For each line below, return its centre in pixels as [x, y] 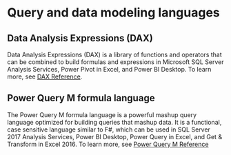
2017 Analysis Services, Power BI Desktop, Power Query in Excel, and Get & [115, 136]
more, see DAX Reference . [45, 76]
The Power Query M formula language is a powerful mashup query [102, 114]
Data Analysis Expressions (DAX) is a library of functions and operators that [114, 54]
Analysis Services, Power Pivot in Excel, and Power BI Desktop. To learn [109, 69]
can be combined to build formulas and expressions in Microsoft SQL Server [115, 62]
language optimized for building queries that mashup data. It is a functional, [114, 122]
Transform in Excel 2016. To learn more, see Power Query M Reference [108, 144]
